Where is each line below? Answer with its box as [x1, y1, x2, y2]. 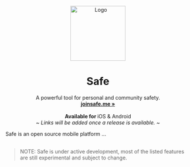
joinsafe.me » [80, 100, 116, 107]
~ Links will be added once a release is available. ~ [36, 119, 160, 126]
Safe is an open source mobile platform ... [5, 130, 107, 137]
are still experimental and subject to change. [19, 154, 127, 161]
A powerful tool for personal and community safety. [35, 94, 161, 101]
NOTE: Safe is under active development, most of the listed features [19, 148, 185, 155]
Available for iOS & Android [65, 113, 131, 120]
